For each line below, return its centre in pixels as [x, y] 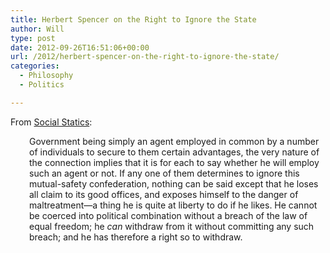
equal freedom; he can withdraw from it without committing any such [172, 226]
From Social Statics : [51, 122]
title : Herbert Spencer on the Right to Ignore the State [133, 19]
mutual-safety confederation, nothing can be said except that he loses [174, 183]
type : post [33, 38]
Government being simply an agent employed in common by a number [174, 141]
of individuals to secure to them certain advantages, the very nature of [174, 152]
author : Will [37, 29]
